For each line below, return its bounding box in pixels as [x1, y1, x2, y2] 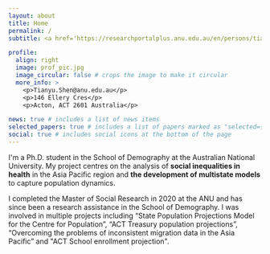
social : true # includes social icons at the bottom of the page [8, 130, 231, 139]
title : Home [8, 19, 48, 27]
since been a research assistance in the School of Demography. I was [8, 202, 239, 211]
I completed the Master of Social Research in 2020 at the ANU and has [8, 194, 243, 203]
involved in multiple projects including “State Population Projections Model [8, 211, 255, 220]
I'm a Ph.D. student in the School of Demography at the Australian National [8, 152, 256, 162]
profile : [8, 49, 38, 57]
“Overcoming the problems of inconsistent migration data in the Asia [8, 227, 235, 237]
